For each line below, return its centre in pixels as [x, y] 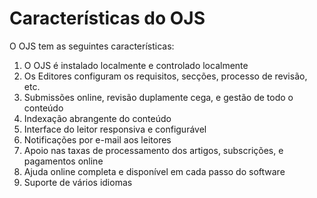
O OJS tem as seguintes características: [92, 46]
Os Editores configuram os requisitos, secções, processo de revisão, [165, 76]
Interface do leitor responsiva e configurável [115, 129]
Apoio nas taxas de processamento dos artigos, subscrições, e [153, 150]
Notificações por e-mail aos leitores [97, 139]
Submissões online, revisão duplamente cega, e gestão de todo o [158, 97]
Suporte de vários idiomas [78, 182]
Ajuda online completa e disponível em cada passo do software [154, 171]
